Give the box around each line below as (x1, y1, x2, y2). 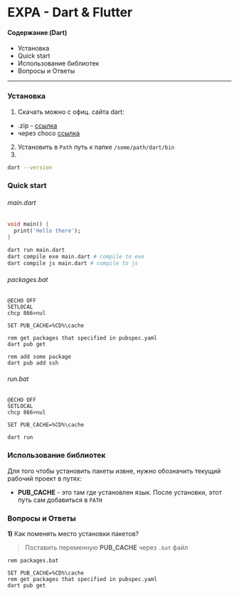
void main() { (7, 220, 50, 228)
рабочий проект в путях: (7, 474, 83, 483)
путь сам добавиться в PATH (17, 496, 102, 504)
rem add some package (7, 353, 72, 360)
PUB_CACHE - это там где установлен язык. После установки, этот (17, 488, 223, 496)
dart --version (7, 164, 53, 171)
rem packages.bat (7, 557, 59, 564)
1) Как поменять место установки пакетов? (7, 529, 139, 538)
